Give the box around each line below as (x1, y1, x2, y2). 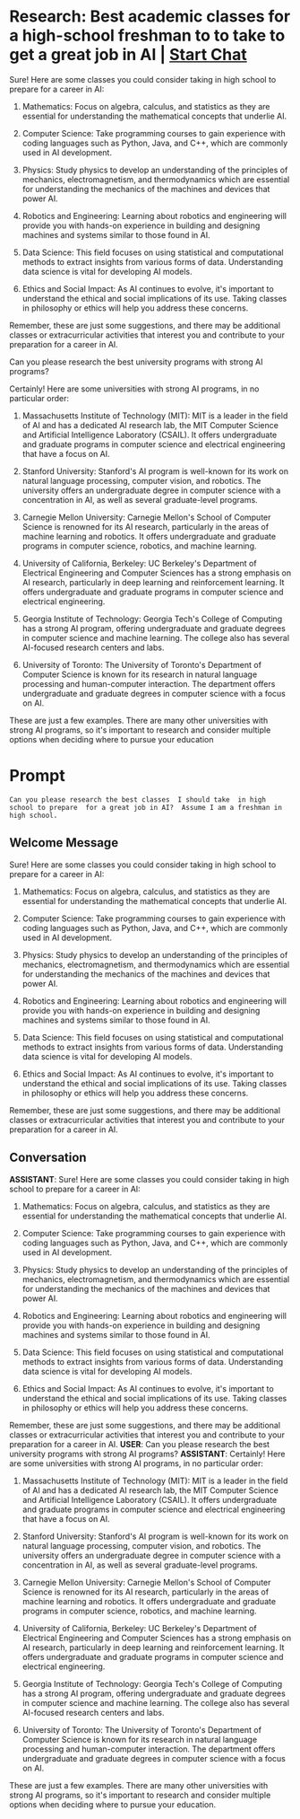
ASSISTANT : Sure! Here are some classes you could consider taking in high (9, 1173, 289, 1184)
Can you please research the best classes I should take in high (9, 795, 267, 804)
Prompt (9, 766, 65, 786)
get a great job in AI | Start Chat (9, 45, 248, 65)
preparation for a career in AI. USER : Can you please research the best (9, 1438, 270, 1449)
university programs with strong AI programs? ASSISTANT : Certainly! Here (9, 1448, 286, 1459)
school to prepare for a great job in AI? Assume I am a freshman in (9, 803, 282, 812)
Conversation (9, 1150, 87, 1165)
